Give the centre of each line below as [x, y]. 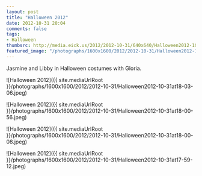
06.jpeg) [17, 93]
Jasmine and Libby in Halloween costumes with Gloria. [74, 68]
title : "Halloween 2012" [37, 17]
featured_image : [26, 51]
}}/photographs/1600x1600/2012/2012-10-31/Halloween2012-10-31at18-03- [100, 86]
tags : [13, 34]
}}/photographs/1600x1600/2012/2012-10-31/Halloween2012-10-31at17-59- [99, 160]
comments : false [26, 29]
